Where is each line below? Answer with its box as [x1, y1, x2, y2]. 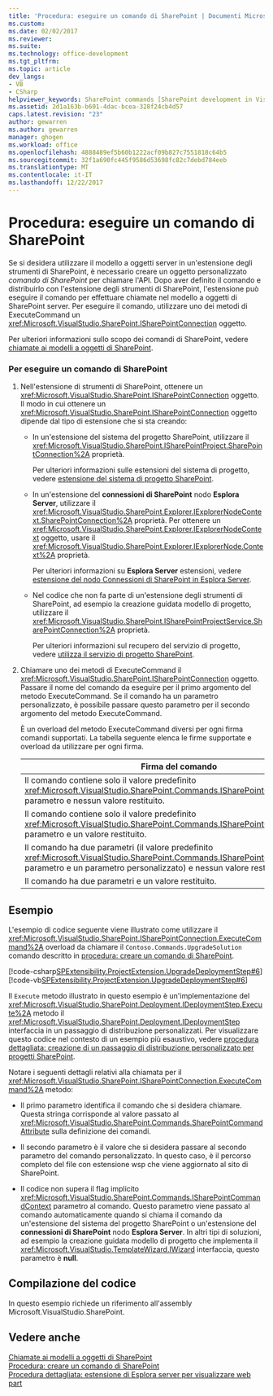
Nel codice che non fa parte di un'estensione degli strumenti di [32, 590, 244, 600]
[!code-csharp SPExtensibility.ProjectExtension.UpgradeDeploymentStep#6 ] [8, 966, 263, 976]
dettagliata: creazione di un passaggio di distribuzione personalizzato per [8, 1043, 254, 1052]
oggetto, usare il [41, 533, 96, 542]
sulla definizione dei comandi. [51, 1126, 152, 1136]
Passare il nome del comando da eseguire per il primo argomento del [19, 683, 252, 692]
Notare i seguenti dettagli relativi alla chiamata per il [8, 1067, 182, 1077]
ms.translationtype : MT [8, 164, 89, 172]
